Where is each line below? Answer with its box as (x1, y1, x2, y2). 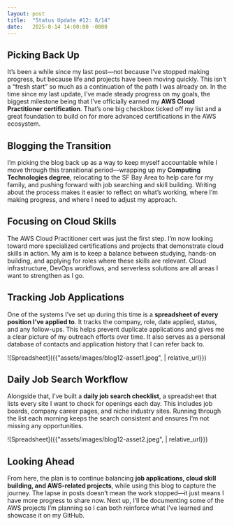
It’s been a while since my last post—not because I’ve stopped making (7, 68, 210, 76)
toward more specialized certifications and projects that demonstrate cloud (7, 242, 224, 250)
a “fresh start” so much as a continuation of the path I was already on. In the (7, 82, 227, 91)
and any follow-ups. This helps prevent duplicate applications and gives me (7, 325, 225, 333)
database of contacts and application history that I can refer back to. (7, 339, 205, 348)
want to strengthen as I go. (7, 271, 85, 279)
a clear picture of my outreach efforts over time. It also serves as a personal (7, 333, 226, 341)
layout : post (7, 10, 45, 17)
